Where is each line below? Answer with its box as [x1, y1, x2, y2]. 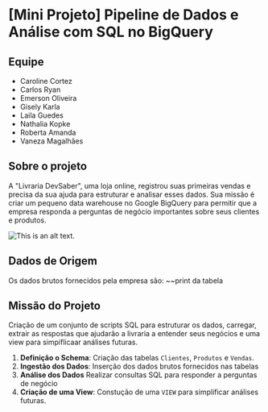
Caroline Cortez [19, 77, 72, 85]
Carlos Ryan [19, 85, 61, 94]
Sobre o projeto [8, 160, 87, 173]
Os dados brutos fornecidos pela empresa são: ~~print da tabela [8, 276, 224, 285]
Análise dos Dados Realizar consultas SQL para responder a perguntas [19, 370, 258, 380]
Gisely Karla [19, 102, 60, 111]
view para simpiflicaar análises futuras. [8, 337, 138, 347]
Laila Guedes [19, 110, 64, 120]
